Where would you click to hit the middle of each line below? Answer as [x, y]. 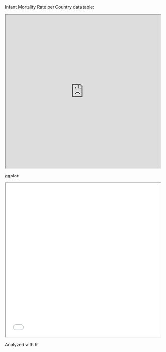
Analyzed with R [21, 344]
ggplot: [12, 176]
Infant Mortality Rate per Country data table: [50, 7]
